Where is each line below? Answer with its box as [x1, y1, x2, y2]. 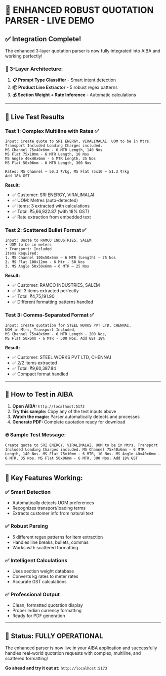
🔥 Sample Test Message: [5, 431, 66, 438]
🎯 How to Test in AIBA [5, 390, 73, 398]
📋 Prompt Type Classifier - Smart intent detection [12, 77, 116, 83]
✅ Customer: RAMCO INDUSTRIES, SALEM [12, 282, 100, 288]
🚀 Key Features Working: [5, 474, 83, 482]
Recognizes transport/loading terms [12, 505, 86, 511]
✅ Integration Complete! [5, 35, 82, 43]
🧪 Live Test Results [5, 112, 65, 121]
